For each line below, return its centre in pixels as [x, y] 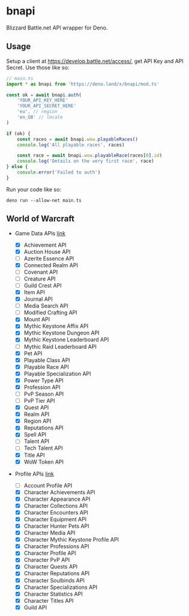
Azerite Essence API [49, 258]
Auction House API [47, 252]
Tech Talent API [43, 448]
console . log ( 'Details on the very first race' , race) [85, 161]
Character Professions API [56, 546]
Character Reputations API [57, 573]
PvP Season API [44, 394]
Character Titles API [49, 600]
